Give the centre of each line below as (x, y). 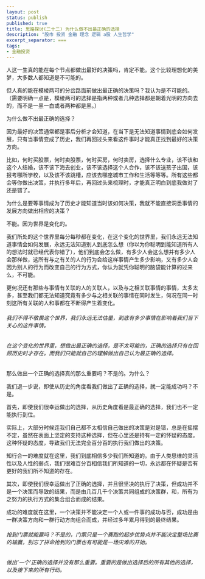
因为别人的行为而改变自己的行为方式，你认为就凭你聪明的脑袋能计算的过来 (99, 267)
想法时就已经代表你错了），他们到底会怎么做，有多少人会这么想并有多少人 (103, 252)
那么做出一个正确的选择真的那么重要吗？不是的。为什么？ (78, 373)
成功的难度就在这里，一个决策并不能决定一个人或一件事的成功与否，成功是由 (102, 512)
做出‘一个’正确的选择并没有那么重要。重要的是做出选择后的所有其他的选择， (101, 562)
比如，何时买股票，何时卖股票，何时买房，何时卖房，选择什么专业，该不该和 (102, 160)
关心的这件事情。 (28, 325)
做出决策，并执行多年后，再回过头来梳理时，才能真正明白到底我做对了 (110, 182)
